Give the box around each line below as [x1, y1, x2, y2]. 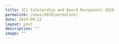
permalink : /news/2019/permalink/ [5, 12, 78, 17]
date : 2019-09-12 [5, 17, 42, 22]
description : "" [5, 26, 39, 31]
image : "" [5, 31, 26, 36]
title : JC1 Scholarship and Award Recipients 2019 [5, 7, 114, 13]
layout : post [5, 21, 33, 27]
